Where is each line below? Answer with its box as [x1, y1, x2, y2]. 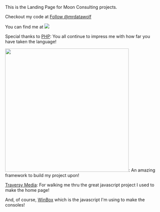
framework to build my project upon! [5, 173, 80, 178]
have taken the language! [5, 39, 57, 44]
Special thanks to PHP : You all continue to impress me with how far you [5, 34, 151, 39]
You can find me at [5, 24, 43, 30]
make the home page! [5, 187, 49, 193]
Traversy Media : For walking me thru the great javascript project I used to [5, 182, 155, 188]
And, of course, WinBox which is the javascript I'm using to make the [5, 197, 145, 203]
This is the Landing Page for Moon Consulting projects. [5, 4, 118, 10]
